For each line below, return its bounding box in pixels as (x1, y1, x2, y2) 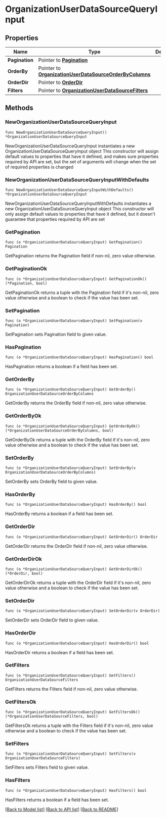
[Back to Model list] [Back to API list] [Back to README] (5, 806, 119, 812)
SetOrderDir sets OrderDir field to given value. (5, 617, 99, 623)
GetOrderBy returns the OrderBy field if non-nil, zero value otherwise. (5, 400, 147, 406)
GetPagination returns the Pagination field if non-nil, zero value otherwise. (5, 253, 156, 259)
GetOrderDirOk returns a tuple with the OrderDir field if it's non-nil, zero (5, 579, 151, 585)
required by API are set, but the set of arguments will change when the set (5, 158, 157, 164)
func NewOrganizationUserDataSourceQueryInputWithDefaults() (5, 187, 134, 192)
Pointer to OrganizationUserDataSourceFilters (38, 87, 148, 94)
